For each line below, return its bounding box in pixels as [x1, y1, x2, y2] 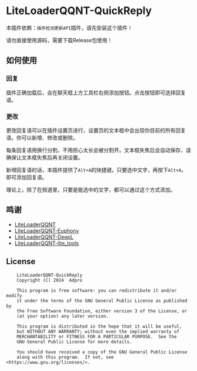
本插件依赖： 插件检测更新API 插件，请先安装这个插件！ [6, 24, 133, 31]
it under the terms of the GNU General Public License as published [16, 298, 188, 304]
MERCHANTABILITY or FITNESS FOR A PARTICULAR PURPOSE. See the [16, 333, 177, 339]
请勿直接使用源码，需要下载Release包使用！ [6, 36, 113, 43]
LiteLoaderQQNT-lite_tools [14, 239, 79, 247]
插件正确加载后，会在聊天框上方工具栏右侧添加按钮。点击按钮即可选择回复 [6, 89, 186, 96]
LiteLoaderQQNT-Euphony [14, 227, 79, 234]
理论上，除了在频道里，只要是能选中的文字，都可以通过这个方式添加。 [6, 186, 176, 193]
